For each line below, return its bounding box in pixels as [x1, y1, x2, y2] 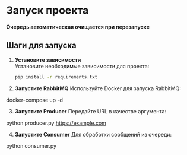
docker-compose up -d [6, 96, 64, 103]
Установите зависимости [14, 56, 81, 63]
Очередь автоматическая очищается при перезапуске [6, 23, 150, 30]
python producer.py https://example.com [6, 119, 107, 126]
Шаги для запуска [6, 40, 77, 50]
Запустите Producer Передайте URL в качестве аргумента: [14, 107, 167, 115]
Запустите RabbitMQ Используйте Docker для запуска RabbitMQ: [14, 84, 181, 92]
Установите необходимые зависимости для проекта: [14, 62, 150, 69]
